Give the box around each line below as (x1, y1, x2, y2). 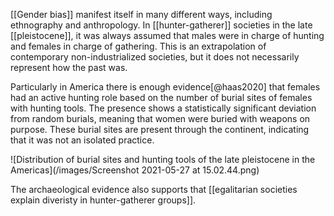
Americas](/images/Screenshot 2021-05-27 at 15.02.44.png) (10, 164, 260, 176)
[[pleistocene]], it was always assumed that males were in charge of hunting (10, 30, 325, 41)
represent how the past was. (10, 62, 128, 73)
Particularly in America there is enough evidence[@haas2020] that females (10, 81, 321, 93)
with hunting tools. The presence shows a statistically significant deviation (10, 102, 317, 114)
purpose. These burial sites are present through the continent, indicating (10, 124, 310, 135)
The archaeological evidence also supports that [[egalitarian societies (10, 184, 298, 195)
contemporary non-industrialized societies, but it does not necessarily (10, 51, 300, 63)
